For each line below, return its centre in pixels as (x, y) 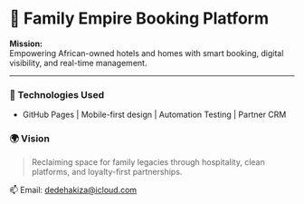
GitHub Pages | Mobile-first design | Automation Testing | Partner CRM (154, 115)
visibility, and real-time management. (78, 63)
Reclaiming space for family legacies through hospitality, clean (148, 161)
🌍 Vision (29, 139)
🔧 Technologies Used (57, 94)
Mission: (26, 44)
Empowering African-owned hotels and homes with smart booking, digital (147, 53)
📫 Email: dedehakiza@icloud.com (73, 189)
